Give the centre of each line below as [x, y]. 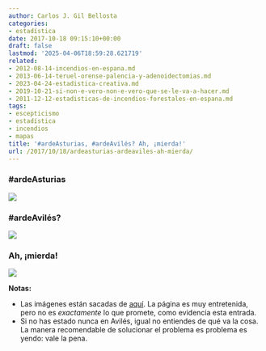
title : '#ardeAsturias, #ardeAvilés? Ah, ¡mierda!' [97, 144]
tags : [17, 106]
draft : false [30, 46]
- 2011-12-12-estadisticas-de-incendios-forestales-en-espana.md [120, 99]
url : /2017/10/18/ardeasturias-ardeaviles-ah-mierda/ [101, 151]
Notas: [20, 289]
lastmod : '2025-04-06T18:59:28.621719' [76, 53]
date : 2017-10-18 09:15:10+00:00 [65, 38]
